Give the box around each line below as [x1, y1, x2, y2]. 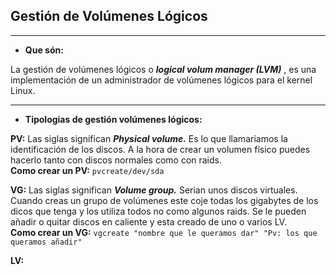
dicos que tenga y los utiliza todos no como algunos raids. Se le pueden [10, 205, 307, 217]
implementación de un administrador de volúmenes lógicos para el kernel [10, 74, 313, 86]
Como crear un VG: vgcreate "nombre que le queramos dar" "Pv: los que [10, 226, 318, 238]
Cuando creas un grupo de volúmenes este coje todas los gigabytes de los [10, 194, 319, 206]
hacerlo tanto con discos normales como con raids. [10, 154, 223, 166]
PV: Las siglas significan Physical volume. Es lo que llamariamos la [10, 132, 288, 144]
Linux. [10, 84, 36, 96]
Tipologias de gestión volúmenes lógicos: [24, 113, 203, 125]
